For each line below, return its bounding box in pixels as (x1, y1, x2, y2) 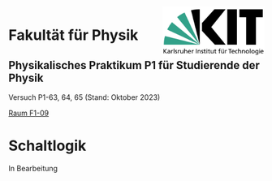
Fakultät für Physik (8, 26, 139, 45)
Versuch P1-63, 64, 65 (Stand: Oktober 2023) (8, 93, 161, 102)
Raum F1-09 (8, 108, 50, 118)
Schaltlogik (8, 136, 87, 155)
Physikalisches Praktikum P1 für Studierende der (8, 58, 260, 72)
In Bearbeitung (8, 163, 58, 173)
